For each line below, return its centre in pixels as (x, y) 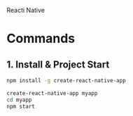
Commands (41, 39)
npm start (21, 106)
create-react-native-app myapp (52, 93)
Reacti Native (26, 10)
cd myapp (19, 100)
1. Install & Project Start (58, 64)
